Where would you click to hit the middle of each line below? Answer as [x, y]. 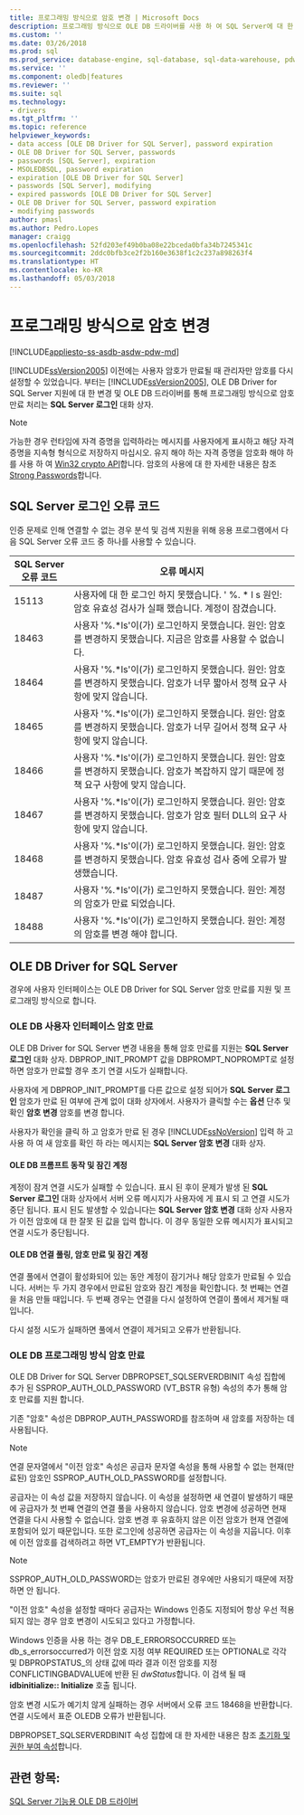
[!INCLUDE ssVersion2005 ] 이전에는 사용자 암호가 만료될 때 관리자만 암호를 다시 [152, 370]
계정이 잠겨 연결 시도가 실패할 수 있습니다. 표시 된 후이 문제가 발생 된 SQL [139, 1187]
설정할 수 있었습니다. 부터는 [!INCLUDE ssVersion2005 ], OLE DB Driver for [143, 382]
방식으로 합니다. [68, 1001]
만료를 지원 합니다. [51, 1400]
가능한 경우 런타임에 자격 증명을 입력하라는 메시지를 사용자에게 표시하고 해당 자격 [152, 441]
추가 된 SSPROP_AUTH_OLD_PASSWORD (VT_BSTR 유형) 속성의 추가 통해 [144, 1388]
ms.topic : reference [48, 128]
